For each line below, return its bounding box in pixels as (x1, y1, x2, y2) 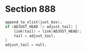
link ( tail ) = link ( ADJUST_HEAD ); (14, 28, 82, 34)
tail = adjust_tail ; (14, 33, 56, 38)
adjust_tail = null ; (5, 43, 47, 48)
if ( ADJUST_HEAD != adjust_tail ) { (5, 24, 78, 29)
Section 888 (5, 3, 56, 15)
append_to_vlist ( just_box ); (5, 20, 63, 25)
